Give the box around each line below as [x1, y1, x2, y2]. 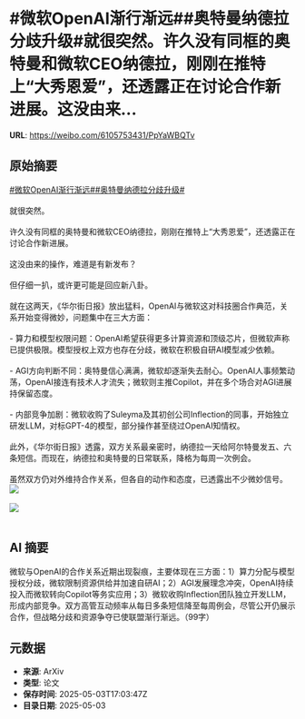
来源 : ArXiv [22, 666, 64, 677]
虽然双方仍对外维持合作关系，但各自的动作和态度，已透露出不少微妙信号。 [9, 473, 288, 484]
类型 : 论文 [22, 677, 60, 688]
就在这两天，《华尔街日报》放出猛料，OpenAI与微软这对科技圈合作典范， [9, 300, 280, 311]
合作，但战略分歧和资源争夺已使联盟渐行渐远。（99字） [9, 611, 215, 622]
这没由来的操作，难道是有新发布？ [9, 258, 137, 269]
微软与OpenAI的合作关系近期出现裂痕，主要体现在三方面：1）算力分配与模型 [9, 566, 295, 576]
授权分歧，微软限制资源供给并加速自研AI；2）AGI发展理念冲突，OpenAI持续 [9, 577, 294, 588]
